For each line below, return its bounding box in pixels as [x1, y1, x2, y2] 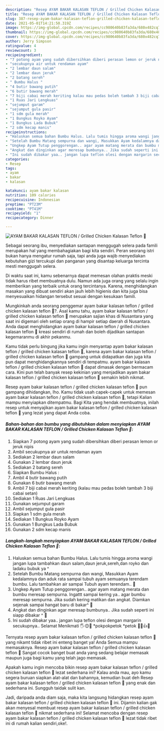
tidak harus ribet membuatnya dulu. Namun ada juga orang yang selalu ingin [5, 278, 159, 283]
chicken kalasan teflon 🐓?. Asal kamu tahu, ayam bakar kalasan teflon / [5, 308, 148, 314]
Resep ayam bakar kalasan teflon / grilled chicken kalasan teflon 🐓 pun [5, 384, 147, 390]
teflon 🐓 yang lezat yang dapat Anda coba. [5, 410, 91, 415]
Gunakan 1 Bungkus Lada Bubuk [12, 521, 77, 527]
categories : [5, 157, 30, 161]
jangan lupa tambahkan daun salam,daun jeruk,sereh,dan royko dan [12, 560, 149, 566]
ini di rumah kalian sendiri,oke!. [5, 720, 68, 726]
